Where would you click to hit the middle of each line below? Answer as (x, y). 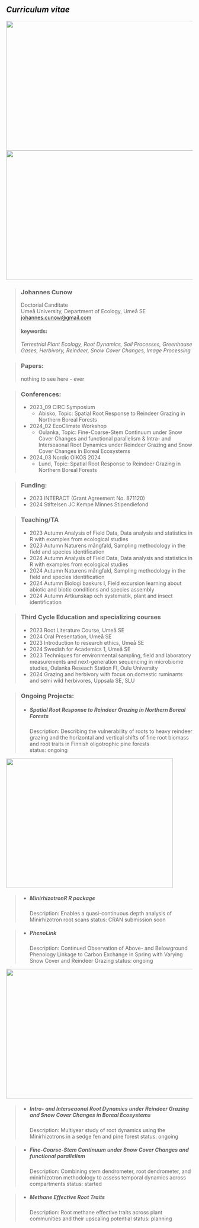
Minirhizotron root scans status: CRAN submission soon (97, 920)
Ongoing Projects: (47, 696)
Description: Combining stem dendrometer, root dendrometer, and (110, 1171)
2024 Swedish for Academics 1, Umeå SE (80, 649)
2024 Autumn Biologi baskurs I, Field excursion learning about (105, 583)
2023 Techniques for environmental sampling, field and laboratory (110, 655)
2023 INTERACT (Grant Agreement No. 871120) (87, 498)
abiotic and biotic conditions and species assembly (92, 589)
